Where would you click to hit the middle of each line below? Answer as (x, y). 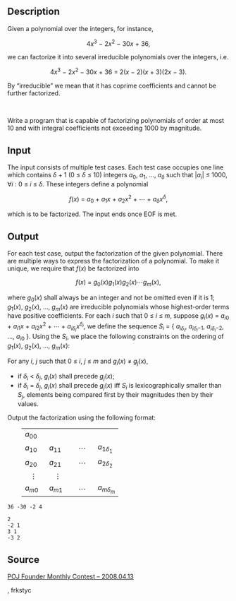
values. (28, 404)
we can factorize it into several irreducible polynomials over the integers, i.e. (118, 57)
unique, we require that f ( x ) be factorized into (73, 268)
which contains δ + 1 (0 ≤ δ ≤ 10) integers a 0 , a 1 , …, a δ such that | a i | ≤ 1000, (117, 175)
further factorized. (34, 93)
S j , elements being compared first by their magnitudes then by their (115, 395)
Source (24, 560)
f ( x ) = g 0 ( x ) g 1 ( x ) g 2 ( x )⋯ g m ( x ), (118, 283)
